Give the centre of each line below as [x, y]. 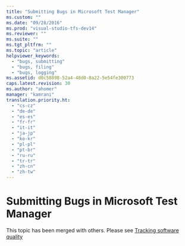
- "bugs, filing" [33, 67]
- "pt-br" [23, 150]
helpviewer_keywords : [33, 56]
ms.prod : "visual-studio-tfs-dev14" [51, 28]
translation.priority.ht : [38, 100]
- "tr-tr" [23, 161]
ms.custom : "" [24, 17]
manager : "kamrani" [30, 94]
